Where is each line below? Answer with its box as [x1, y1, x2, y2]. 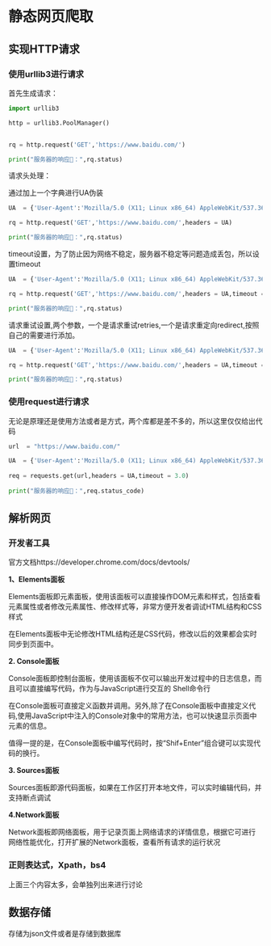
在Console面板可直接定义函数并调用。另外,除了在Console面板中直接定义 [8, 701, 249, 711]
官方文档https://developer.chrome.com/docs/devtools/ [8, 557, 190, 567]
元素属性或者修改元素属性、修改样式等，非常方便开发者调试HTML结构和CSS [8, 602, 262, 611]
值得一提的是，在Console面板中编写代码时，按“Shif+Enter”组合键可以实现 [8, 738, 254, 748]
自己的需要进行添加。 [8, 330, 79, 340]
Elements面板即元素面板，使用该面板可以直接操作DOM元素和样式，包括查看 [8, 592, 261, 602]
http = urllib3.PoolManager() [8, 119, 110, 127]
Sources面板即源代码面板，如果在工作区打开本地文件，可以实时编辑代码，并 [8, 783, 262, 792]
